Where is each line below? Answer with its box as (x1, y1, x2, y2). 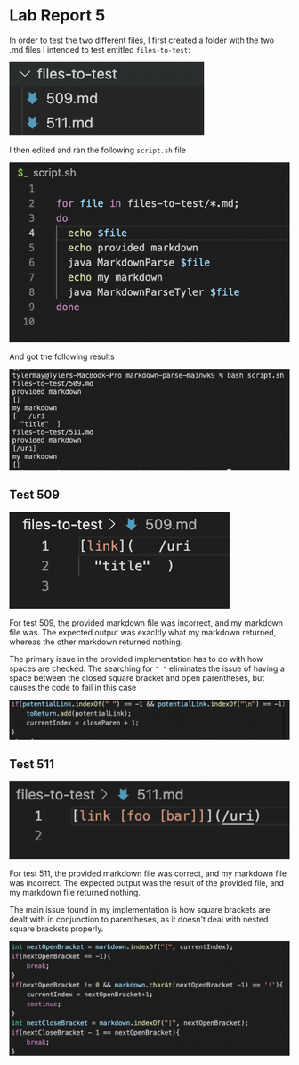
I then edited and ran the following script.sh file (9, 144, 187, 155)
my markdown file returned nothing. (9, 887, 141, 897)
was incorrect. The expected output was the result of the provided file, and (9, 877, 285, 888)
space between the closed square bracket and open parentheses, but (9, 672, 265, 683)
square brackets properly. (9, 923, 104, 934)
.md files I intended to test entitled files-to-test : (9, 44, 191, 54)
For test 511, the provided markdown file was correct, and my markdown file (9, 868, 287, 879)
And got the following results (9, 351, 115, 362)
